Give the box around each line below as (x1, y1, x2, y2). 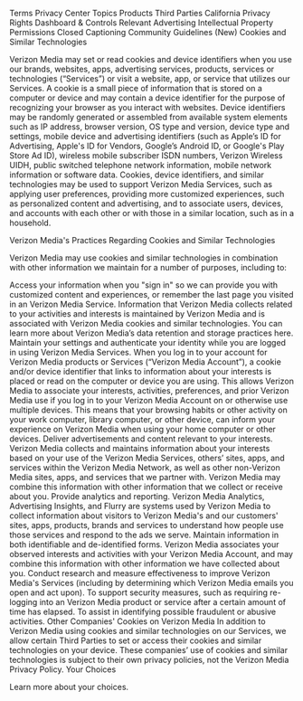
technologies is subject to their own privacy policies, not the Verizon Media (9, 655, 289, 665)
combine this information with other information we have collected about (9, 558, 280, 569)
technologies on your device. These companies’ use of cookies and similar (9, 645, 288, 655)
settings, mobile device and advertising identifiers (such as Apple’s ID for (9, 131, 282, 141)
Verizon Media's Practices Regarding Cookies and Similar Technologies (9, 235, 276, 245)
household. (9, 217, 52, 228)
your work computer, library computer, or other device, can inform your (9, 414, 276, 424)
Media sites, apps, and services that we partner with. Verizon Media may (9, 472, 281, 482)
